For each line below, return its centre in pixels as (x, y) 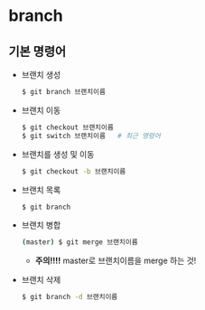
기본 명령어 (37, 51)
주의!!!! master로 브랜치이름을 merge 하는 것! (116, 261)
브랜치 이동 (41, 110)
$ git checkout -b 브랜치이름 (74, 171)
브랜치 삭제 (41, 280)
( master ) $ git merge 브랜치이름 (79, 242)
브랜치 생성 (41, 75)
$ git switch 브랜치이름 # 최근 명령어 (91, 136)
